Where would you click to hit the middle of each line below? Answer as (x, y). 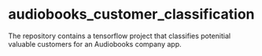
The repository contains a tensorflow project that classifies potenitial (119, 36)
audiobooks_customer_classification (131, 14)
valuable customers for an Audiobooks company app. (95, 44)
